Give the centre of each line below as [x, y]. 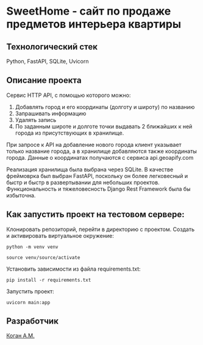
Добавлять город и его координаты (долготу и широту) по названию [105, 107]
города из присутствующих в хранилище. [69, 133]
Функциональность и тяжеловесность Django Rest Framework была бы [98, 189]
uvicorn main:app [28, 302]
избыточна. [21, 195]
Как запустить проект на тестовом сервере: [95, 215]
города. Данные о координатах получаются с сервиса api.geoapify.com [100, 157]
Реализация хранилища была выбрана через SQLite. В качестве [90, 169]
